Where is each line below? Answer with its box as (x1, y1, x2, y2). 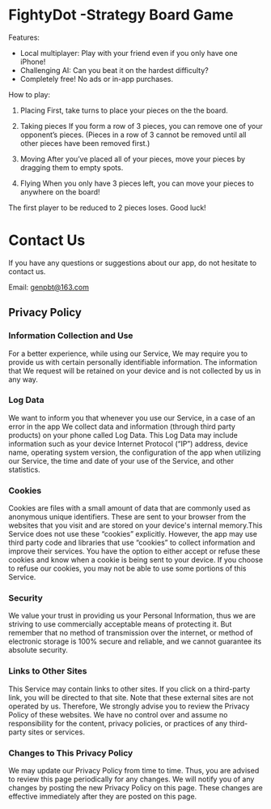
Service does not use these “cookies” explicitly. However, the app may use (8, 529, 257, 539)
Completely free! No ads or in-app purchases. (19, 74, 174, 83)
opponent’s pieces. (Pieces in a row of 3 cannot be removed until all (19, 130, 247, 139)
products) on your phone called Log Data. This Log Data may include (8, 430, 239, 439)
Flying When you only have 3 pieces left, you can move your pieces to (19, 178, 255, 188)
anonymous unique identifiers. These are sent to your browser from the (8, 512, 247, 522)
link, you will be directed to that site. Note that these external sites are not (8, 692, 254, 702)
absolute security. (8, 645, 69, 655)
